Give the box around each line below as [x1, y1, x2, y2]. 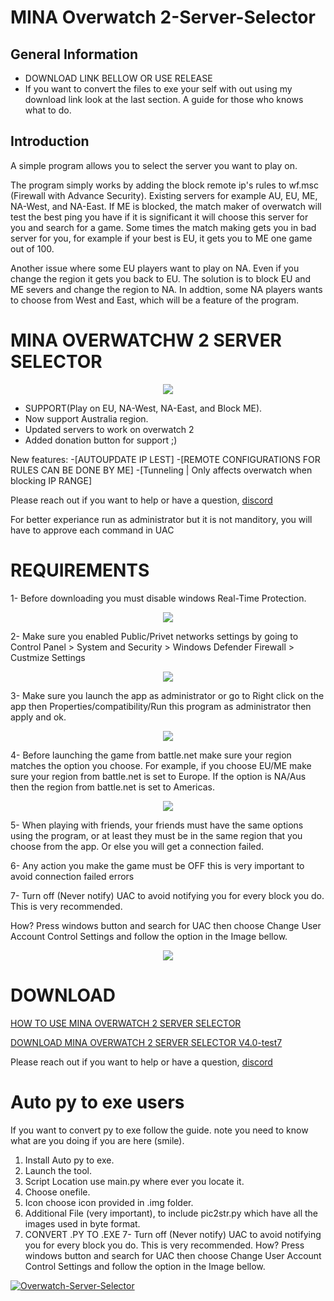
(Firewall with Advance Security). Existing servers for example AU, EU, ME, [10, 189, 318, 201]
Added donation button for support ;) [24, 434, 178, 446]
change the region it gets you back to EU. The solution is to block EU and [10, 272, 312, 285]
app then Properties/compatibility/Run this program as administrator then [10, 700, 312, 712]
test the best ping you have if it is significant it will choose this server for [10, 211, 309, 223]
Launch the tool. [24, 1164, 92, 1176]
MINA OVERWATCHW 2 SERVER [10, 329, 282, 351]
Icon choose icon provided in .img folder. [24, 1196, 194, 1208]
